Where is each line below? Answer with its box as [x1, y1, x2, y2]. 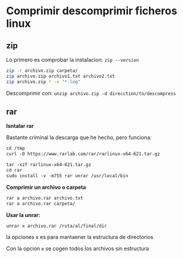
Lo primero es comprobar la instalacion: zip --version [6, 56, 139, 63]
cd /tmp [6, 146, 25, 152]
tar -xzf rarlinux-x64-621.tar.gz [6, 162, 92, 168]
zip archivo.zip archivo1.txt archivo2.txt [6, 73, 115, 79]
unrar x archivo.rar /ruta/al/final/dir [6, 223, 108, 229]
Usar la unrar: [6, 211, 40, 218]
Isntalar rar [6, 122, 34, 130]
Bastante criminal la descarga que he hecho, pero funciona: [6, 134, 152, 141]
